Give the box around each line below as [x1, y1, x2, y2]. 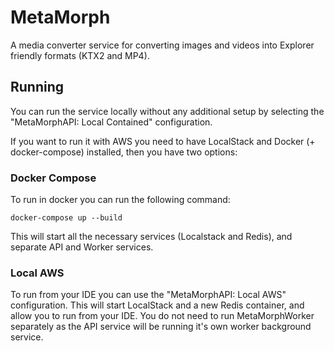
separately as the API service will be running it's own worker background [10, 321, 312, 333]
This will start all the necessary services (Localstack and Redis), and [10, 231, 293, 243]
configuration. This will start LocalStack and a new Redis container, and [10, 299, 305, 311]
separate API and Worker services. [10, 241, 154, 253]
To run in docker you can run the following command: [10, 194, 231, 206]
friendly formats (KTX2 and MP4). [10, 49, 150, 61]
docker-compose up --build [10, 213, 123, 223]
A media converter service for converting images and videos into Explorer [10, 39, 315, 51]
